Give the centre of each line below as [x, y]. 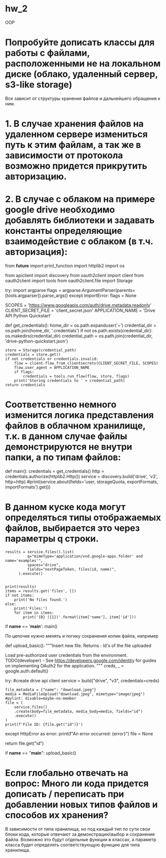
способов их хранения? [57, 815]
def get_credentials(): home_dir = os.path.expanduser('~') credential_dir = [81, 325]
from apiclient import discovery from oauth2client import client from [75, 275]
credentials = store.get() [33, 355]
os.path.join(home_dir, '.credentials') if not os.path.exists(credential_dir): [79, 330]
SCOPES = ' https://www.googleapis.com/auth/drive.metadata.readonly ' [79, 305]
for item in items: [34, 613]
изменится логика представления [80, 415]
